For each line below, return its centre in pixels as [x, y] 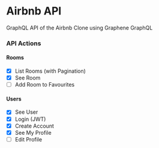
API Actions [24, 43]
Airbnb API [34, 11]
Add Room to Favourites [45, 85]
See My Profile [33, 132]
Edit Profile [28, 139]
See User [26, 112]
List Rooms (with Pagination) [50, 71]
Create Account [34, 126]
